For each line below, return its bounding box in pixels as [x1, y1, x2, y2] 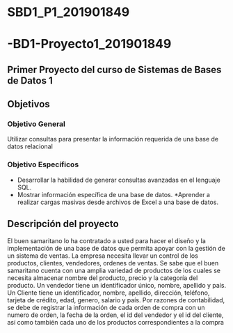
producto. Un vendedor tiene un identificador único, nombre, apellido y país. [7, 281, 227, 289]
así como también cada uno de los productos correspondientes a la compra [7, 318, 225, 326]
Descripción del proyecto [7, 218, 120, 230]
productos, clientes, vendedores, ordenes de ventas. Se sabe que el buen [7, 258, 219, 267]
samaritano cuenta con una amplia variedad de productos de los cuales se [7, 266, 221, 274]
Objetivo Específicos [7, 160, 79, 169]
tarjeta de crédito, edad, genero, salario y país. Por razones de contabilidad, [7, 295, 225, 304]
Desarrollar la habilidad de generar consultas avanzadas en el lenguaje [17, 176, 220, 184]
